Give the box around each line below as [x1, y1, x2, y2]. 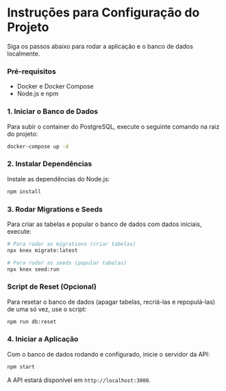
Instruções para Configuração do [7, 5, 200, 21]
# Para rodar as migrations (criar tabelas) [7, 241, 136, 247]
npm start [7, 363, 36, 370]
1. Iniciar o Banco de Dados [7, 107, 98, 116]
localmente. [7, 49, 40, 58]
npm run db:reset [7, 318, 57, 325]
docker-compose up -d [7, 143, 69, 150]
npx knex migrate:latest [7, 247, 78, 254]
